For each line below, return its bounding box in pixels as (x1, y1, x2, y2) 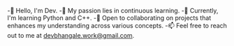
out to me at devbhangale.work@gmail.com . (7, 32, 135, 39)
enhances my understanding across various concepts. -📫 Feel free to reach (7, 21, 227, 30)
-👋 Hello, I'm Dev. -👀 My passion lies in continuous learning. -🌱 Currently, (7, 7, 219, 14)
